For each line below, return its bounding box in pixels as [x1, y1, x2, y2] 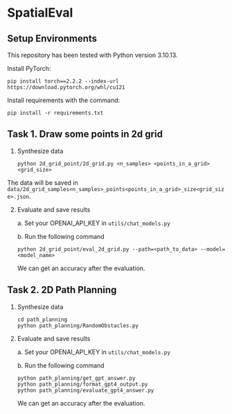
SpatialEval [7, 5, 73, 21]
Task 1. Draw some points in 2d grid [7, 129, 163, 140]
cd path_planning [17, 316, 68, 323]
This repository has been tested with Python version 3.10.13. [7, 51, 178, 59]
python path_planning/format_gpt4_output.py [17, 381, 148, 388]
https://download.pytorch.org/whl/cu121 [7, 84, 126, 91]
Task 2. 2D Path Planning [7, 284, 117, 296]
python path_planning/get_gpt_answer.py [17, 374, 136, 381]
